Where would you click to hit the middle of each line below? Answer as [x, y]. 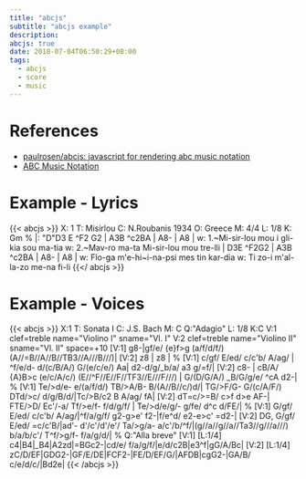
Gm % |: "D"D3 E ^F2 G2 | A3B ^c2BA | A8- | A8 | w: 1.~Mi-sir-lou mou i [144, 237]
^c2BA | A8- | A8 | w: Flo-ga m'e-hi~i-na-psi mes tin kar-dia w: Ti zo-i [141, 257]
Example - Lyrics [74, 203]
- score [32, 78]
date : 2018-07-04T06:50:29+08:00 [73, 52]
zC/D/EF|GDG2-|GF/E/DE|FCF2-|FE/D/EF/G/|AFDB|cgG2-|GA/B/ [130, 455]
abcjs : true [32, 43]
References [54, 131]
